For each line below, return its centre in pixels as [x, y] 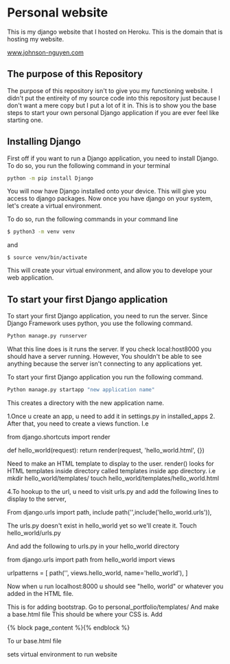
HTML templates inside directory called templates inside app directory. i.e [112, 470]
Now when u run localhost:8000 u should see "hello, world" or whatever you [115, 586]
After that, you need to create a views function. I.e [78, 423]
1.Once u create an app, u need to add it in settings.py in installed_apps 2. [111, 416]
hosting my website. [36, 39]
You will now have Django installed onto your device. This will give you [107, 191]
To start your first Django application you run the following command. [105, 377]
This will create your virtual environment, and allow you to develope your [110, 271]
